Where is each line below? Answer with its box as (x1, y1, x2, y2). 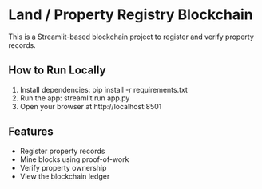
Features (8, 125, 54, 139)
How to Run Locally (8, 64, 106, 77)
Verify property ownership (19, 163, 107, 172)
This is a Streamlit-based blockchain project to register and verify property (8, 32, 254, 41)
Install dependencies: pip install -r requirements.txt (19, 85, 188, 94)
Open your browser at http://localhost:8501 (19, 101, 162, 111)
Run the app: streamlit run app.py (19, 93, 130, 103)
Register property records (19, 146, 105, 156)
